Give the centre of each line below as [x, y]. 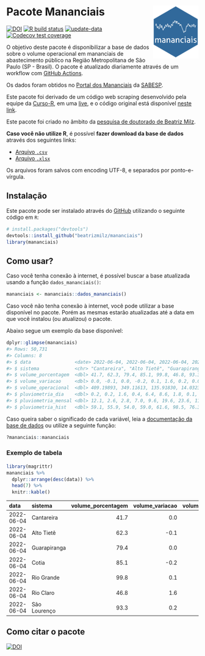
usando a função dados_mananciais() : [54, 282]
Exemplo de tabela [34, 453]
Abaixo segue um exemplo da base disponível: [65, 331]
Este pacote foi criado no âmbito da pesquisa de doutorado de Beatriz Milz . [101, 122]
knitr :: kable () [31, 492]
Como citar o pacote [46, 632]
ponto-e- [182, 170]
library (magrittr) [30, 466]
